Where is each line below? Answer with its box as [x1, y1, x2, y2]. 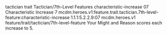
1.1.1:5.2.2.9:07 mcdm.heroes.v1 [70, 14, 136, 20]
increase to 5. [5, 25, 34, 31]
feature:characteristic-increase [5, 14, 70, 20]
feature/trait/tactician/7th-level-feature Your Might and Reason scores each [5, 20, 162, 25]
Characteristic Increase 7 [5, 9, 58, 15]
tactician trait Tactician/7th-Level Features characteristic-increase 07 [5, 4, 149, 9]
